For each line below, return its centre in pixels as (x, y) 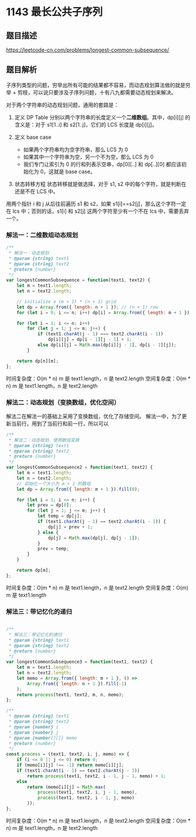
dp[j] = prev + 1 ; (70, 527)
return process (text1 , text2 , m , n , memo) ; (71, 695)
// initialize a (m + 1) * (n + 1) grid (66, 302)
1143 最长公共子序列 (54, 12)
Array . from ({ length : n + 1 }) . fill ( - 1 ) (77, 683)
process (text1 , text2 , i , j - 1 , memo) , (87, 792)
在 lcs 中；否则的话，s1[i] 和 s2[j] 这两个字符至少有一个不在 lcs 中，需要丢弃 (97, 211)
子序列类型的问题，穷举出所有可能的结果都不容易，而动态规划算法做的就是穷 (98, 85)
